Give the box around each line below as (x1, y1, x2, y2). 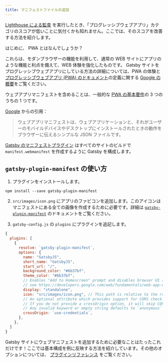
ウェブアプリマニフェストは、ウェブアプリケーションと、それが (17, 119, 149, 125)
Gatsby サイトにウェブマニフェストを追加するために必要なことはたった (5, 339, 152, 345)
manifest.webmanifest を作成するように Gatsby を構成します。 (5, 148, 133, 154)
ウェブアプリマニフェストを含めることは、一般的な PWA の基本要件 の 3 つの (5, 91, 163, 97)
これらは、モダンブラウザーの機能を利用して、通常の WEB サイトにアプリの (5, 56, 161, 62)
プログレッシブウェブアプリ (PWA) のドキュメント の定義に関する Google (5, 74, 155, 80)
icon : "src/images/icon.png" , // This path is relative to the (23, 292, 157, 297)
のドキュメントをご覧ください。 (47, 211, 113, 217)
